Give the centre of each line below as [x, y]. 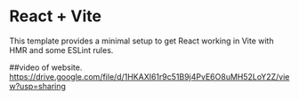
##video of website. [46, 67]
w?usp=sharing [38, 86]
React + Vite [56, 16]
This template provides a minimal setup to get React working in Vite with [141, 41]
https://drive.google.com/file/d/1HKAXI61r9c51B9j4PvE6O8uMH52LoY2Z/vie [149, 76]
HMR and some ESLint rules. [61, 50]
